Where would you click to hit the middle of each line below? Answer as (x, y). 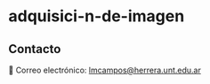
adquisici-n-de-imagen (97, 16)
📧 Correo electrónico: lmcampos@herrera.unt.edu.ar (105, 70)
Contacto (35, 49)
